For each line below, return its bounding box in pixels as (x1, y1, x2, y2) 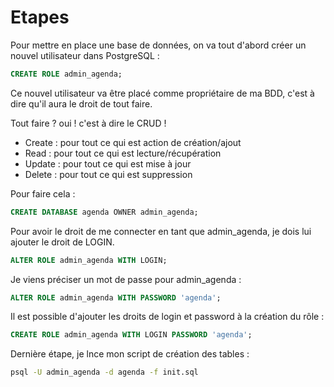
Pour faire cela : (10, 187, 76, 200)
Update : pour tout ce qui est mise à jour (24, 157, 192, 170)
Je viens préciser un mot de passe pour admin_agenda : (10, 273, 242, 285)
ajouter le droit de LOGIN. (10, 236, 115, 248)
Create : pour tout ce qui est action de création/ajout (24, 136, 242, 148)
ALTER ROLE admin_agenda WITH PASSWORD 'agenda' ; (10, 292, 222, 303)
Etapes (10, 6, 70, 29)
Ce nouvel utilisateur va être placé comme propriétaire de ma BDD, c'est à (10, 87, 315, 99)
